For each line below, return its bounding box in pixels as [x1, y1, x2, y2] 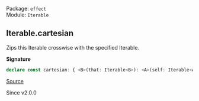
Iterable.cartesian [6, 28, 74, 38]
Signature [6, 56, 31, 63]
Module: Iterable [6, 11, 49, 18]
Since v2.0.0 [6, 89, 37, 96]
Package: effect [6, 5, 47, 12]
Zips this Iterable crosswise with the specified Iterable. [6, 44, 140, 51]
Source [6, 77, 24, 84]
